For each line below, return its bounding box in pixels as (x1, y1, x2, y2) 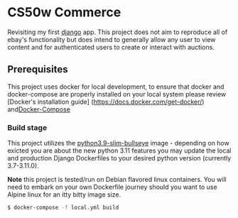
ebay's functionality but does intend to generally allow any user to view (7, 35, 216, 43)
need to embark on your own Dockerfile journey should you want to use (7, 182, 218, 192)
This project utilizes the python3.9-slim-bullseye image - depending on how (7, 139, 229, 148)
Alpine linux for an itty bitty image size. (7, 190, 121, 199)
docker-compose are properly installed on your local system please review (7, 89, 227, 98)
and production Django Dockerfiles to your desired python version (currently (7, 154, 232, 163)
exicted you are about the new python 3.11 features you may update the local (7, 146, 232, 155)
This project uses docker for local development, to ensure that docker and (7, 82, 225, 91)
